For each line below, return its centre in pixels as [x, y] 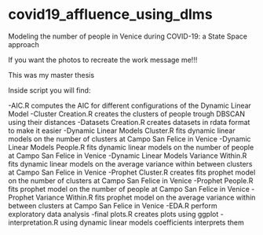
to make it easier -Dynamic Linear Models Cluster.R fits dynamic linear [122, 130]
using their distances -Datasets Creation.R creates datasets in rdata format [129, 122]
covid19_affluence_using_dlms [111, 15]
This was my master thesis [51, 75]
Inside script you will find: [49, 90]
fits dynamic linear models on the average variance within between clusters [130, 163]
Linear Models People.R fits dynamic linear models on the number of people [131, 147]
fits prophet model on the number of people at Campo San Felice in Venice [129, 189]
